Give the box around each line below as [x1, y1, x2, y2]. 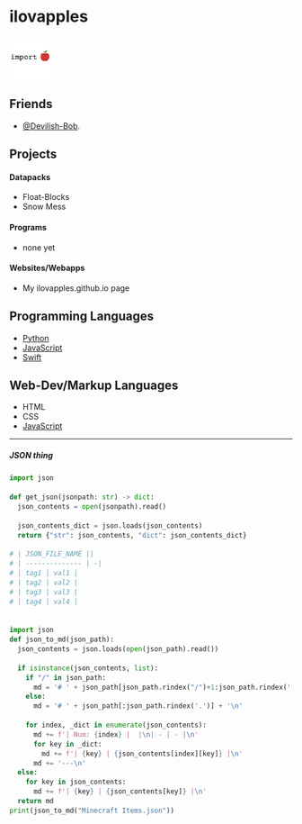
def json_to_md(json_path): [9, 635, 115, 645]
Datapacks [9, 171, 51, 182]
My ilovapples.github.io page [22, 282, 130, 294]
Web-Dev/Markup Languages [9, 377, 179, 393]
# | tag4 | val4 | [9, 597, 78, 606]
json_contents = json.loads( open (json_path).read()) [17, 645, 219, 654]
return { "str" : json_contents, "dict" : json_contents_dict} [17, 530, 247, 539]
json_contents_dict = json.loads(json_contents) [17, 521, 203, 530]
